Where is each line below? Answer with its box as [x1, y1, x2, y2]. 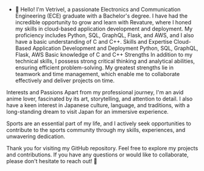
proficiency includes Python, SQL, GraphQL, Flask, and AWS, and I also [15, 32, 194, 39]
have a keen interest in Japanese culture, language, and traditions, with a [6, 102, 190, 109]
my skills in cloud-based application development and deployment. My [15, 25, 193, 32]
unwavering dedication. [6, 133, 66, 140]
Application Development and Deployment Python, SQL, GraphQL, [32, 44, 199, 52]
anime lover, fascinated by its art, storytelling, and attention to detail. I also [6, 95, 193, 102]
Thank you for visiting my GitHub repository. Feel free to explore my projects [6, 145, 199, 152]
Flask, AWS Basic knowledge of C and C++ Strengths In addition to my [15, 51, 193, 58]
